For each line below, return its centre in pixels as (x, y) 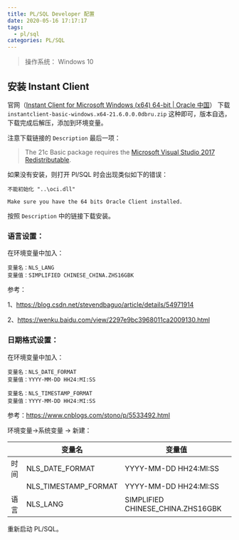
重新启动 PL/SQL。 (35, 529)
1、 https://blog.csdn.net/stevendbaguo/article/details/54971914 (101, 305)
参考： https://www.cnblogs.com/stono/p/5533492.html (89, 415)
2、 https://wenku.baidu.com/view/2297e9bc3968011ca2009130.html (109, 320)
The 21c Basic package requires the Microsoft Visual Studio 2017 (120, 152)
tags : (15, 27)
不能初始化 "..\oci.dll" (42, 189)
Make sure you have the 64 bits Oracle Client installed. (95, 202)
